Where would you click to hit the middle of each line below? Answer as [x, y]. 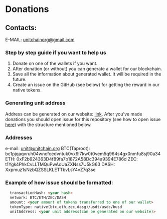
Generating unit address [35, 103]
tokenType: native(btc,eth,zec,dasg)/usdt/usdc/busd [66, 207]
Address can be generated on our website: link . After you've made [74, 114]
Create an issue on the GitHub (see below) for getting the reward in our [86, 85]
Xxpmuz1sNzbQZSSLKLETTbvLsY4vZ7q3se [50, 169]
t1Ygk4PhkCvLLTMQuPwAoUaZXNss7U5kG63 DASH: [60, 164]
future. [19, 79]
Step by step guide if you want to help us [56, 52]
